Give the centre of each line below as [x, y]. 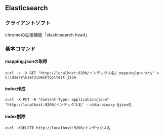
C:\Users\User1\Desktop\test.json [41, 77]
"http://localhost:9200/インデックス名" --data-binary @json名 [68, 105]
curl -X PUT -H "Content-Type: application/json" [57, 100]
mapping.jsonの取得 [26, 62]
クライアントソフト [28, 23]
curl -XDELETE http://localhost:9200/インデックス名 [58, 128]
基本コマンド [20, 49]
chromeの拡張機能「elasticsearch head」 [47, 34]
